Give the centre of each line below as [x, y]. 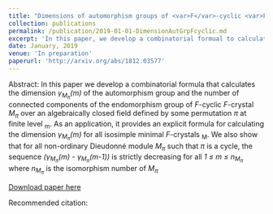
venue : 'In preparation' [50, 53]
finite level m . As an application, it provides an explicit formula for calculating [136, 124]
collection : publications [52, 24]
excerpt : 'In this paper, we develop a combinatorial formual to [121, 39]
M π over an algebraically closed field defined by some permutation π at [128, 114]
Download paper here [45, 186]
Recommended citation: [48, 203]
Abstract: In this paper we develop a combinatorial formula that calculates [132, 84]
